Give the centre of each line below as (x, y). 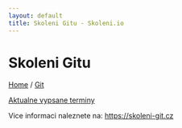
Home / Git (26, 85)
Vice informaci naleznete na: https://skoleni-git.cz (91, 116)
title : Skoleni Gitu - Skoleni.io (66, 23)
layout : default (35, 16)
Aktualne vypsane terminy (52, 100)
